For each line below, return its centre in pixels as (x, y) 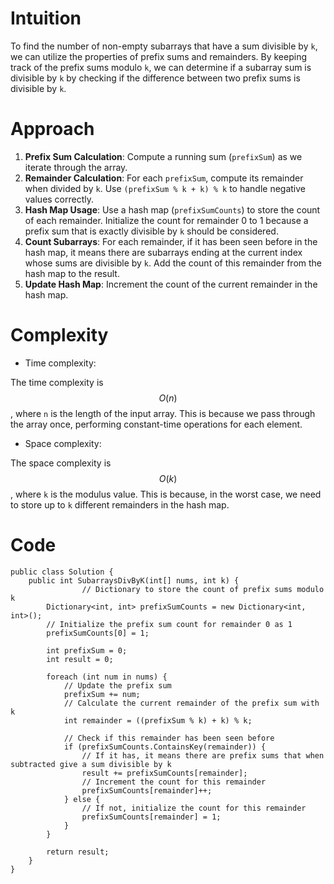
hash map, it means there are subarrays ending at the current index (163, 252)
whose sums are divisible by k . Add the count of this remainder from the (173, 263)
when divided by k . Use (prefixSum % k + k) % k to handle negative (165, 188)
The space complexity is (61, 463)
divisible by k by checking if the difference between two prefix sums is (155, 78)
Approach (52, 129)
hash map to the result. (72, 273)
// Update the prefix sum (117, 685)
